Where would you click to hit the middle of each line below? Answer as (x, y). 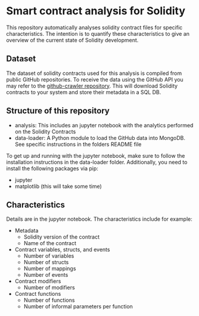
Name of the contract (50, 243)
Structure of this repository (58, 111)
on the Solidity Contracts (45, 132)
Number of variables (49, 256)
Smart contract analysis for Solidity (96, 11)
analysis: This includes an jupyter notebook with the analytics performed (104, 125)
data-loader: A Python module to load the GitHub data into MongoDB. (100, 137)
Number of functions (49, 300)
